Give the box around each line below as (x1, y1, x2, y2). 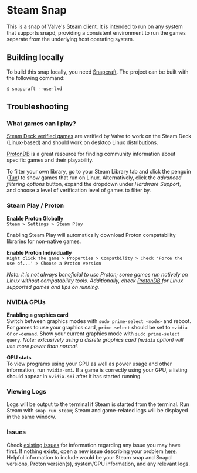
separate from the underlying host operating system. (6, 35, 134, 42)
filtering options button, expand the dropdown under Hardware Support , (6, 181, 181, 188)
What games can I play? (6, 119, 76, 128)
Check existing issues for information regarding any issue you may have (6, 441, 181, 448)
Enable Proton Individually (6, 249, 72, 256)
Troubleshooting (6, 102, 69, 112)
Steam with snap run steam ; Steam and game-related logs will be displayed (6, 407, 188, 414)
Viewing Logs (6, 387, 46, 395)
